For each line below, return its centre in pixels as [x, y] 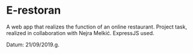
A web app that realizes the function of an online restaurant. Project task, [97, 27]
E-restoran [34, 10]
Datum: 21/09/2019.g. [33, 45]
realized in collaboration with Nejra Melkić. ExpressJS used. [80, 33]
